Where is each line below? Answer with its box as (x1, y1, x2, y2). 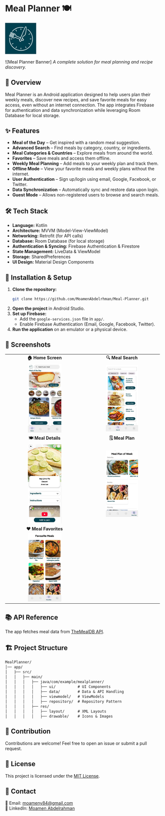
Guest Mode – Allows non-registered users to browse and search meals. (12, 192, 160, 198)
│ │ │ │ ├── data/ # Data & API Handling (5, 689, 124, 694)
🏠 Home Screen (27, 355, 62, 361)
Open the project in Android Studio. (12, 305, 85, 311)
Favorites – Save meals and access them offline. (12, 155, 111, 162)
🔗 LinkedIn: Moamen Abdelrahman (5, 805, 75, 812)
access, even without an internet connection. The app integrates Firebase (5, 102, 155, 108)
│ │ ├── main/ (5, 674, 43, 679)
